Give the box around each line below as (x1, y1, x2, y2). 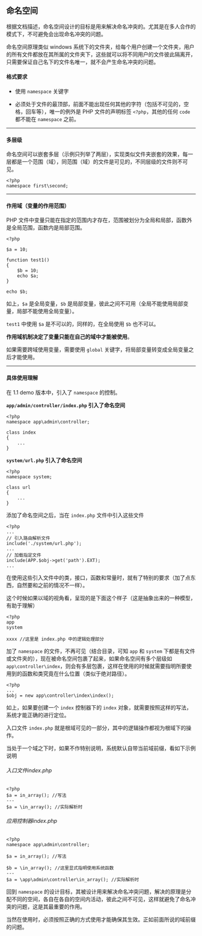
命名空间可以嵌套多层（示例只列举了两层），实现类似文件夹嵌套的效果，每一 (6, 151, 194, 158)
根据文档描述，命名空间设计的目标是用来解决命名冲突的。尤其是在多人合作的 (6, 23, 196, 30)
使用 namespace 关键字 (14, 88, 69, 95)
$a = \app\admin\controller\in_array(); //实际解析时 (6, 877, 139, 883)
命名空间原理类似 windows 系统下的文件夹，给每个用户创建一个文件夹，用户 (6, 43, 195, 50)
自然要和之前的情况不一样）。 (16, 581, 88, 588)
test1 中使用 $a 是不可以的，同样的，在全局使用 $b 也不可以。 (6, 320, 159, 328)
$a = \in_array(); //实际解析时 (6, 803, 83, 810)
